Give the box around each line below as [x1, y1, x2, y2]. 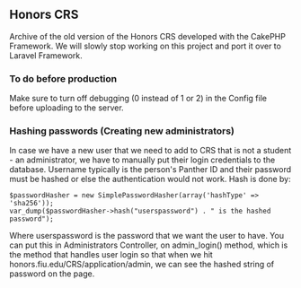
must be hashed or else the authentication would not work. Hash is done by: [9, 174, 292, 185]
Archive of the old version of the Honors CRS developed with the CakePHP [9, 31, 286, 41]
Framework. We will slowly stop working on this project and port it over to [9, 40, 281, 51]
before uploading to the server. [9, 102, 124, 113]
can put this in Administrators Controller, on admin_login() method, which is [9, 240, 288, 250]
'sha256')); [9, 199, 54, 208]
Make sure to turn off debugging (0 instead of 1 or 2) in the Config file [9, 93, 268, 104]
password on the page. [9, 268, 95, 279]
